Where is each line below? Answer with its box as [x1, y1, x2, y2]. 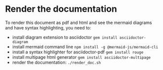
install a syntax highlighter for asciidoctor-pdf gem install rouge [12, 49, 144, 55]
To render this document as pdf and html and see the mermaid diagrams [5, 20, 152, 25]
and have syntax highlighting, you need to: [5, 24, 92, 30]
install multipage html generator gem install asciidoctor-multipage [12, 54, 151, 60]
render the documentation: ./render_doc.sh [12, 59, 101, 65]
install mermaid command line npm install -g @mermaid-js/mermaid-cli [12, 44, 159, 49]
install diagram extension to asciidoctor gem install [12, 34, 118, 40]
